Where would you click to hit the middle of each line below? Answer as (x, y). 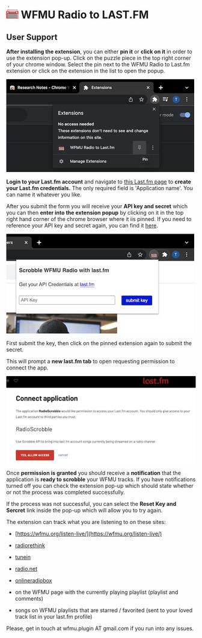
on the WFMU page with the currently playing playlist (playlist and (96, 592)
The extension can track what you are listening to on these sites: (86, 522)
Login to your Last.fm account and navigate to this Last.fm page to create (99, 182)
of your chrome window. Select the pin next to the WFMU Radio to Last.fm (98, 64)
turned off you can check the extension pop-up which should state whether (100, 486)
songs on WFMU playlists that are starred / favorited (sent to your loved (104, 610)
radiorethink (30, 545)
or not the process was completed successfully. (66, 492)
